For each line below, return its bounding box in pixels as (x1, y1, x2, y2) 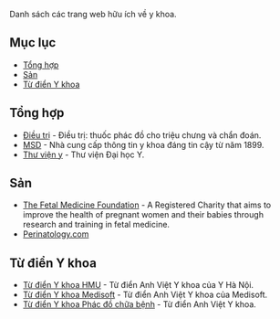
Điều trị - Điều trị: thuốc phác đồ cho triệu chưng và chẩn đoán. (22, 129, 262, 141)
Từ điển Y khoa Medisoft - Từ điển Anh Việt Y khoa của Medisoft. (22, 289, 268, 301)
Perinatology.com (22, 229, 89, 239)
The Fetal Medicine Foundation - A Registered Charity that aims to (22, 199, 272, 210)
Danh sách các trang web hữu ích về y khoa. (9, 9, 177, 19)
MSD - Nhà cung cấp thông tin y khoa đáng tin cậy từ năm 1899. (22, 139, 264, 150)
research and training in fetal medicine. (22, 219, 171, 230)
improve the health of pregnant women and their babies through (22, 209, 264, 220)
